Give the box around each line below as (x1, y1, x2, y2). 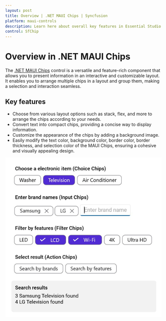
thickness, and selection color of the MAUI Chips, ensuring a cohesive (12, 142, 157, 149)
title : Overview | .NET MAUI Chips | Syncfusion (5, 13, 108, 18)
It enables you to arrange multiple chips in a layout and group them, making (5, 78, 160, 84)
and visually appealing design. (12, 148, 75, 154)
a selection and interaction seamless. (5, 83, 82, 89)
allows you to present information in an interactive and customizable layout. (5, 73, 160, 79)
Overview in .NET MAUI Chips (5, 51, 131, 62)
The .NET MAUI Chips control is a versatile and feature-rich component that (5, 68, 161, 74)
